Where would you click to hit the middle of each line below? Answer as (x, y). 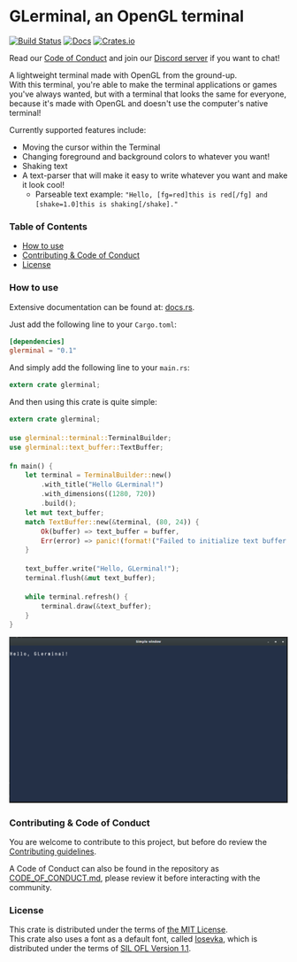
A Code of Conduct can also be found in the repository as (114, 869)
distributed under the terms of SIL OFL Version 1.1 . (100, 949)
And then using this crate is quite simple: (83, 402)
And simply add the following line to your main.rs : (99, 368)
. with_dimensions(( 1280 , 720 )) (99, 494)
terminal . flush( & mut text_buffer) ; (91, 578)
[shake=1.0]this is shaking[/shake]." (107, 204)
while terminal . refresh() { (76, 597)
